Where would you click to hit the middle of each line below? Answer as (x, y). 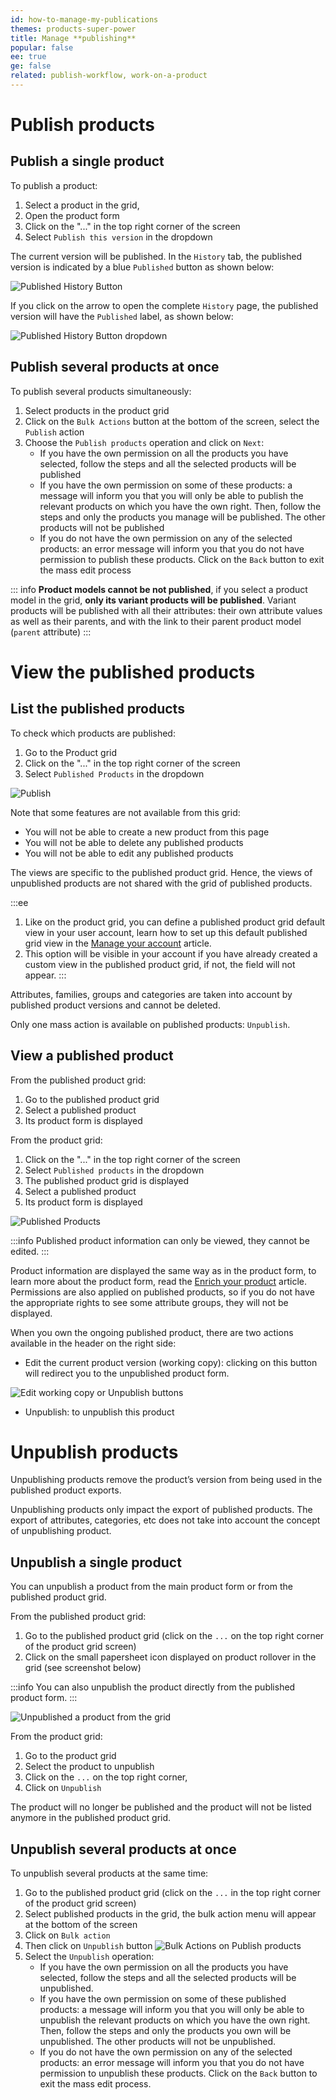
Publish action (54, 432)
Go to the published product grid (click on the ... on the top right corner (174, 1636)
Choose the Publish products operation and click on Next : (144, 442)
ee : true (28, 57)
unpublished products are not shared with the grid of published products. (161, 883)
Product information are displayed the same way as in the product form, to (163, 1270)
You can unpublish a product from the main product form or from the (151, 1587)
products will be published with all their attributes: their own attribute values (166, 610)
